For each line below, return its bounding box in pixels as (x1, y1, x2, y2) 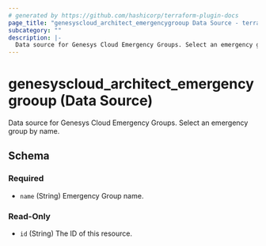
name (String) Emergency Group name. (19, 191, 144, 200)
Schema (8, 149, 50, 163)
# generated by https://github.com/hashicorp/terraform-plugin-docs (8, 11, 239, 20)
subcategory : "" (8, 26, 62, 34)
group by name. (8, 127, 60, 136)
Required (8, 173, 44, 184)
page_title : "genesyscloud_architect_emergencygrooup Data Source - (8, 19, 239, 27)
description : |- (8, 33, 62, 42)
